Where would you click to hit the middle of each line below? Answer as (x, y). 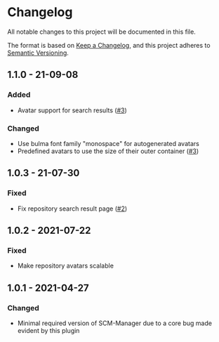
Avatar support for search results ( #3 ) (72, 110)
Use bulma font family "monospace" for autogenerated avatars (108, 143)
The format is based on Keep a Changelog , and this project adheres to (109, 45)
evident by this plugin (48, 330)
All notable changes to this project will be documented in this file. (102, 32)
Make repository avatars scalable (66, 266)
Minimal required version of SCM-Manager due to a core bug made (115, 323)
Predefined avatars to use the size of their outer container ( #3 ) (108, 151)
